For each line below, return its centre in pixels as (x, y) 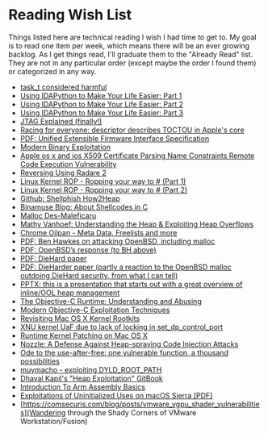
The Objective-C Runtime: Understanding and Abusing (111, 301)
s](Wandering (43, 412)
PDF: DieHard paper (53, 258)
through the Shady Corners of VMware (132, 412)
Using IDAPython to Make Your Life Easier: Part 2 (102, 104)
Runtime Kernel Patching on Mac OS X (84, 335)
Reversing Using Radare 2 (63, 173)
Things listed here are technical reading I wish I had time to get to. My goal (132, 37)
